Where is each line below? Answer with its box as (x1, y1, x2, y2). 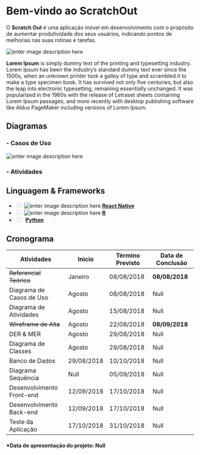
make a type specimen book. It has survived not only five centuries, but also (6, 79, 193, 86)
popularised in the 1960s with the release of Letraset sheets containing (6, 91, 180, 98)
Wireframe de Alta (9, 320, 61, 329)
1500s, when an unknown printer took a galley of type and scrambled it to (6, 72, 187, 79)
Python (25, 216, 44, 224)
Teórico (9, 276, 31, 285)
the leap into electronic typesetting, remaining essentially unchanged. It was (6, 85, 193, 92)
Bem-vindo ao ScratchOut (6, 4, 138, 18)
